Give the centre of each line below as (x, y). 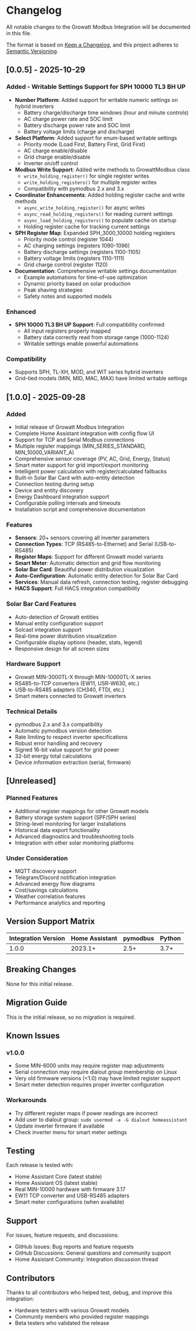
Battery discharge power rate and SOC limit (77, 125)
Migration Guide (37, 1003)
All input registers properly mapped (67, 331)
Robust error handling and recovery (58, 743)
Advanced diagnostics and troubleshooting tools (74, 836)
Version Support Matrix (51, 922)
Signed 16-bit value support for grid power (67, 750)
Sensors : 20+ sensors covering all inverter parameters (82, 538)
